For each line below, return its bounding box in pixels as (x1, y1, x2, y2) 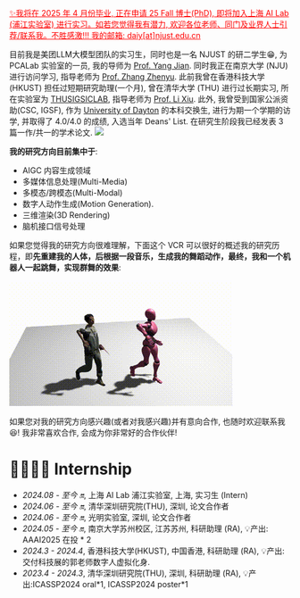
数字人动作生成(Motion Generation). (21, 199, 154, 209)
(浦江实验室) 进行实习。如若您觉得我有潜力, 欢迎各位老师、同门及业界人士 (9, 19, 280, 29)
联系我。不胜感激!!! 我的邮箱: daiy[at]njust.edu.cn (20, 30, 201, 40)
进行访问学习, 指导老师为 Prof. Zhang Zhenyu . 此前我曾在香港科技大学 (9, 71, 265, 82)
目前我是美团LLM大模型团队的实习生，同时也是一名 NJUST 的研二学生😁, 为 (9, 49, 287, 60)
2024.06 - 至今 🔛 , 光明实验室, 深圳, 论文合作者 (21, 511, 192, 522)
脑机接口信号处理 (21, 221, 86, 231)
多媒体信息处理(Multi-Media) (21, 177, 128, 187)
